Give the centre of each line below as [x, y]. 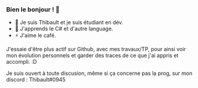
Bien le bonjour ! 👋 [33, 10]
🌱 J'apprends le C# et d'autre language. [64, 29]
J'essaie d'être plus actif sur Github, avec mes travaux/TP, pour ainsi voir [96, 49]
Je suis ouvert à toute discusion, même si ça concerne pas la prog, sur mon [99, 73]
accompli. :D [21, 62]
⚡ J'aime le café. [35, 36]
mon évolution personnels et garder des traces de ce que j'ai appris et [92, 55]
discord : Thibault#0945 [36, 80]
